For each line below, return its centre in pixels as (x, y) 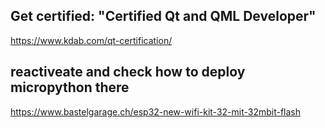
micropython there (70, 87)
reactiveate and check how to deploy (128, 72)
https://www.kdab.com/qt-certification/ (91, 40)
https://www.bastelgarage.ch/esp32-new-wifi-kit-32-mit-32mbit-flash (156, 111)
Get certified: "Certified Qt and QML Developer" (163, 16)
